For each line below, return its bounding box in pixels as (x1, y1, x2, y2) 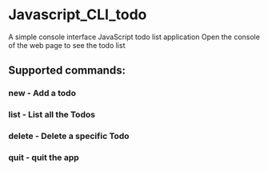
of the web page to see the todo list (8, 40, 126, 50)
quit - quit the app (8, 152, 80, 163)
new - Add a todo (8, 88, 76, 99)
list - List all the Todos (8, 109, 96, 121)
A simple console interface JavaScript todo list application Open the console (8, 32, 260, 42)
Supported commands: (8, 64, 126, 78)
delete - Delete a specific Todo (8, 130, 130, 141)
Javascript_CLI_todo (8, 6, 147, 24)
